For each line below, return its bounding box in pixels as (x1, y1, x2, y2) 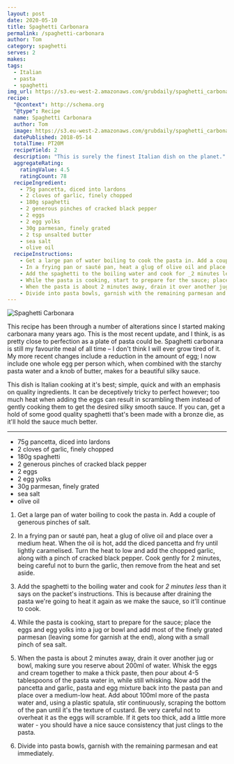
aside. (17, 569, 36, 577)
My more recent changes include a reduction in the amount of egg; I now (7, 352, 217, 361)
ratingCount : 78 (19, 173, 68, 180)
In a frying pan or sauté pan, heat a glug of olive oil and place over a (17, 532, 214, 540)
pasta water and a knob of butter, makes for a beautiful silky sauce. (7, 367, 201, 375)
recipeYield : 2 (13, 147, 58, 154)
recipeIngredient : (13, 179, 68, 186)
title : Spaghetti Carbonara (7, 23, 89, 30)
